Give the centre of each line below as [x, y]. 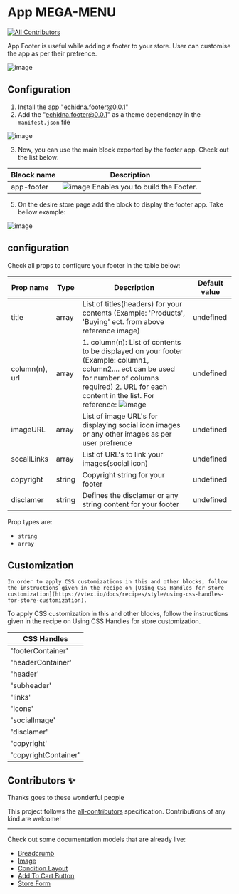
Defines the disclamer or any [131, 495]
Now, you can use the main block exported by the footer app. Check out [123, 150]
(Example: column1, [116, 360]
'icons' [22, 709]
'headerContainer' [42, 662]
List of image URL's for [120, 416]
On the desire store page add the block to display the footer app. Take [121, 204]
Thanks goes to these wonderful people [66, 798]
